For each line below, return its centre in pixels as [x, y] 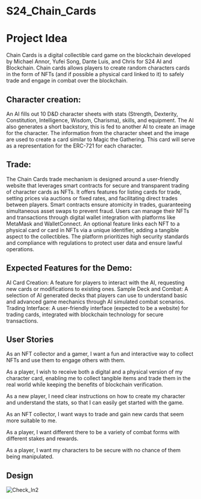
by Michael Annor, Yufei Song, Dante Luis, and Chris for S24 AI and [89, 62]
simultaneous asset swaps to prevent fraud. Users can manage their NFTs [98, 211]
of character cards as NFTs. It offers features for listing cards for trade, [94, 192]
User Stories [30, 339]
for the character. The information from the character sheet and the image [98, 133]
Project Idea [37, 39]
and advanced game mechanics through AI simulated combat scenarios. [96, 302]
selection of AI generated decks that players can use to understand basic [97, 295]
